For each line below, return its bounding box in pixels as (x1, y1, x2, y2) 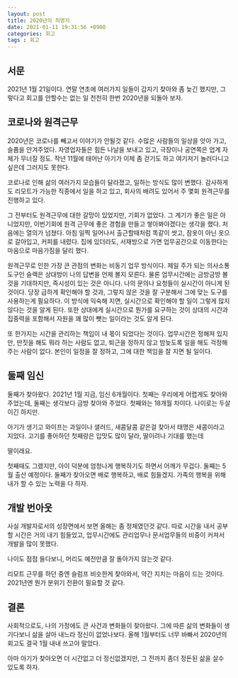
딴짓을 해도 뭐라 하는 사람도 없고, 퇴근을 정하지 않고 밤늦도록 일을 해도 (16, 338, 209, 347)
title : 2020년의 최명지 (7, 17, 70, 24)
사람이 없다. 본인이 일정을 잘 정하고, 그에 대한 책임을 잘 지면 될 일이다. (20, 347, 212, 355)
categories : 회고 (7, 30, 55, 38)
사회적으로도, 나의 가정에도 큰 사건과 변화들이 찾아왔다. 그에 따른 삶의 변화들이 (7, 621, 223, 630)
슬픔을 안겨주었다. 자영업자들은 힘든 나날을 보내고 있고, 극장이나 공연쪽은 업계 (7, 145, 221, 154)
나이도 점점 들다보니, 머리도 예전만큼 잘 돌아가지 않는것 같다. (7, 555, 174, 563)
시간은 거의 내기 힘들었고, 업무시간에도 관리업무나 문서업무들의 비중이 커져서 (14, 531, 225, 539)
